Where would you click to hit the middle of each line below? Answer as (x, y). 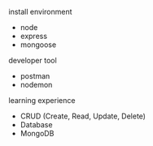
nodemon (36, 85)
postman (35, 76)
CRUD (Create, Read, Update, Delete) (83, 116)
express (33, 36)
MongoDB (37, 133)
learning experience (42, 100)
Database (36, 125)
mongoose (38, 45)
